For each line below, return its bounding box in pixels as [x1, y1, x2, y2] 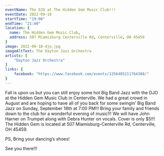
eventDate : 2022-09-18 [5, 12, 52, 17]
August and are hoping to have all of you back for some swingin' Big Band [5, 100, 156, 106]
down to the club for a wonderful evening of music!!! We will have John [5, 111, 150, 117]
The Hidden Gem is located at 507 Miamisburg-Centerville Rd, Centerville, [5, 121, 156, 127]
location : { [5, 26, 30, 31]
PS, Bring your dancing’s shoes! [5, 136, 70, 142]
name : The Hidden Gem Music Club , [9, 30, 81, 35]
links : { [5, 67, 23, 72]
